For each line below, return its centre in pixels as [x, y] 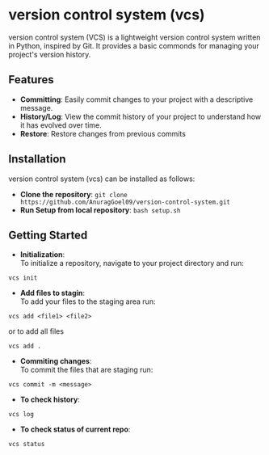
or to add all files [36, 331]
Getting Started [48, 235]
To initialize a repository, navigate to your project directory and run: [132, 263]
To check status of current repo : [75, 429]
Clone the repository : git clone [74, 194]
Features [31, 80]
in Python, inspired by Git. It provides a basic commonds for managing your [134, 45]
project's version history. [50, 54]
